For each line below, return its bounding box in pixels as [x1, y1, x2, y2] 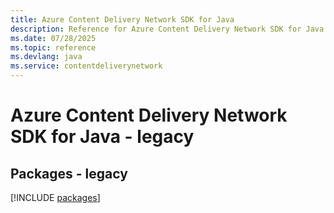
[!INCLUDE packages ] [10, 192, 101, 203]
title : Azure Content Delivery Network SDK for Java [10, 14, 235, 25]
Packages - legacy [10, 165, 128, 182]
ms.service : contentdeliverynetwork [10, 61, 163, 71]
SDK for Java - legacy [10, 126, 195, 148]
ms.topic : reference [10, 42, 97, 53]
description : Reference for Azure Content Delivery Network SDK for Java [10, 24, 325, 34]
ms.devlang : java [10, 52, 83, 62]
